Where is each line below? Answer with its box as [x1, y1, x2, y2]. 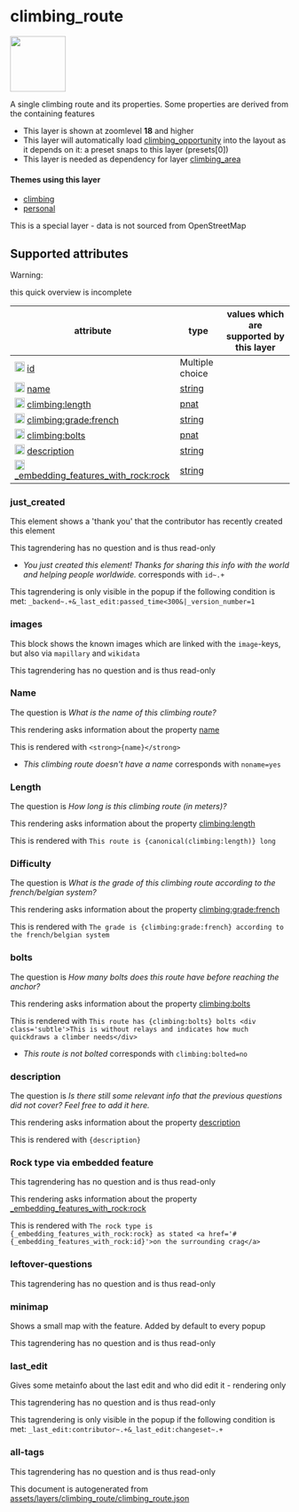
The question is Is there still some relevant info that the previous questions [10, 1091, 283, 1101]
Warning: [10, 269, 43, 280]
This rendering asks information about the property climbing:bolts [10, 998, 251, 1009]
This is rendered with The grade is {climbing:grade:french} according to [10, 921, 285, 933]
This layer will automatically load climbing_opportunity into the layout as [22, 135, 287, 146]
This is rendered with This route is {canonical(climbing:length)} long [10, 836, 276, 847]
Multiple [179, 356, 214, 368]
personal [22, 203, 56, 214]
